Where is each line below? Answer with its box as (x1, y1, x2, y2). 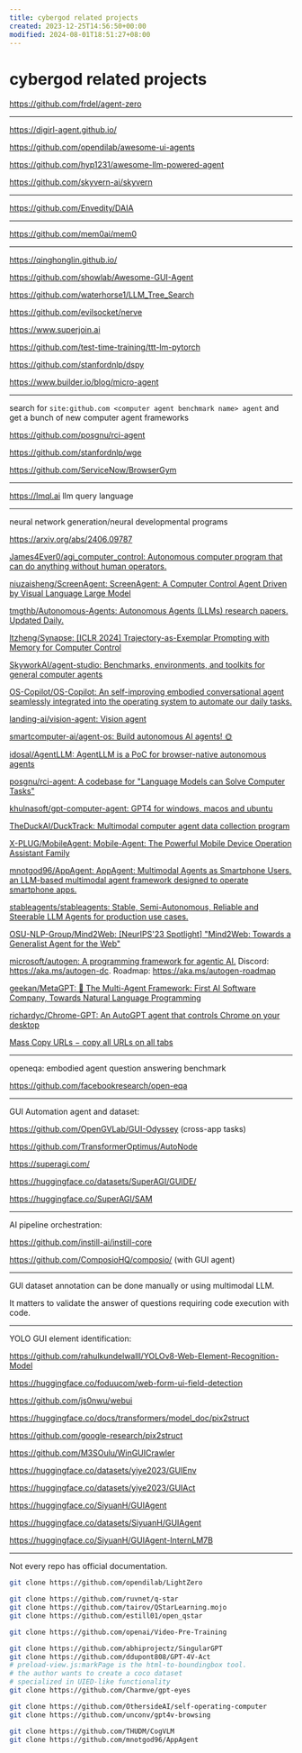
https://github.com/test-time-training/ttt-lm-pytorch (9, 342, 200, 352)
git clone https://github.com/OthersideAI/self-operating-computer (9, 1702, 268, 1711)
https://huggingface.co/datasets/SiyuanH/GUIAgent (9, 1518, 202, 1529)
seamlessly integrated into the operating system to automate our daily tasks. (9, 696, 292, 708)
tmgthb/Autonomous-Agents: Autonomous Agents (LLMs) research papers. (9, 606, 289, 616)
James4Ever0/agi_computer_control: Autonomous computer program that (9, 552, 283, 562)
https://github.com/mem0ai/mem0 (9, 229, 138, 240)
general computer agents (9, 669, 103, 680)
